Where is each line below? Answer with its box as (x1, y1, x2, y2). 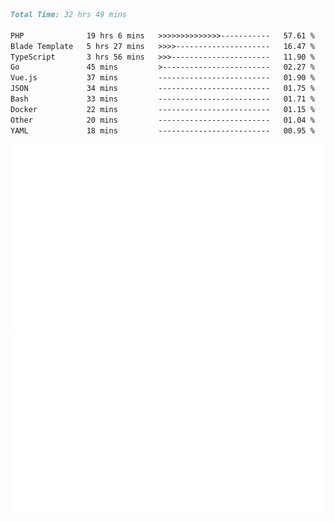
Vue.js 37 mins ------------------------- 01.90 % (10, 73, 315, 83)
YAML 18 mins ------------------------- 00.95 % (10, 125, 315, 136)
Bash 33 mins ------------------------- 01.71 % (10, 94, 315, 104)
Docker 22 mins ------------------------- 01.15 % (10, 104, 315, 114)
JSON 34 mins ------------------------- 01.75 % (10, 84, 315, 94)
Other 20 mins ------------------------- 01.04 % (10, 115, 315, 125)
